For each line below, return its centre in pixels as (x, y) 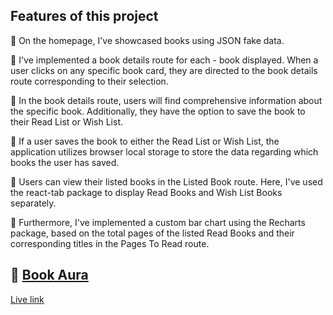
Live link (27, 299)
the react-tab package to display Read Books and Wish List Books (146, 192)
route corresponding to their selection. (89, 81)
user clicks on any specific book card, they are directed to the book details (164, 70)
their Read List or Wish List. (67, 121)
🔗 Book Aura (49, 275)
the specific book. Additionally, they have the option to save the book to (158, 111)
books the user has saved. (65, 162)
